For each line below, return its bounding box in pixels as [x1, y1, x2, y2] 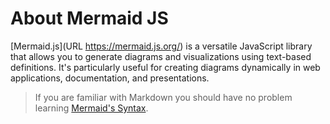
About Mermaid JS [10, 7, 169, 30]
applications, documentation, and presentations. [10, 72, 210, 84]
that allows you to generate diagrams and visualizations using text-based [10, 50, 312, 62]
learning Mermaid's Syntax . [34, 102, 149, 114]
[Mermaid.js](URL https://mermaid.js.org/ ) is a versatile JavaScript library [10, 40, 313, 52]
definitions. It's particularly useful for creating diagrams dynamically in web [10, 61, 321, 73]
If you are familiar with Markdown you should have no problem [34, 91, 293, 103]
